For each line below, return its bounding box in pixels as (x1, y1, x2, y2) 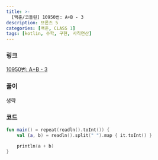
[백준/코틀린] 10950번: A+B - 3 (11, 14, 84, 20)
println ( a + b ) (17, 143, 54, 149)
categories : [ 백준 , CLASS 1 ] (6, 25, 76, 31)
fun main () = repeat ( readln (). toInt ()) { (6, 127, 110, 133)
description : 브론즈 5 (6, 20, 59, 25)
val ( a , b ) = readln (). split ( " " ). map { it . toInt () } (17, 132, 152, 138)
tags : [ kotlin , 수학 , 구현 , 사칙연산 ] (6, 31, 92, 37)
